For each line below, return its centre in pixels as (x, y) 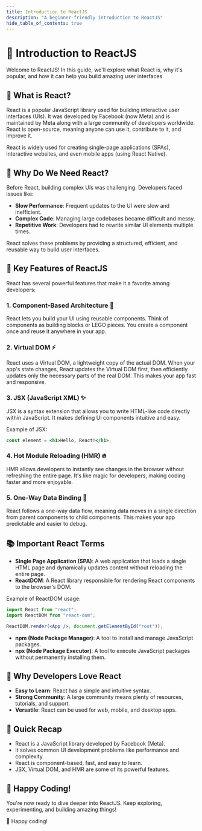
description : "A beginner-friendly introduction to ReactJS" (85, 18)
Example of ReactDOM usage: (44, 598)
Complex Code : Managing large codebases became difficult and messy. (105, 218)
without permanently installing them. (60, 657)
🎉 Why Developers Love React (64, 676)
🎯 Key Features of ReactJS (57, 269)
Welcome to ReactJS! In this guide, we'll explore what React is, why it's (94, 70)
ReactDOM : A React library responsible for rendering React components (105, 580)
